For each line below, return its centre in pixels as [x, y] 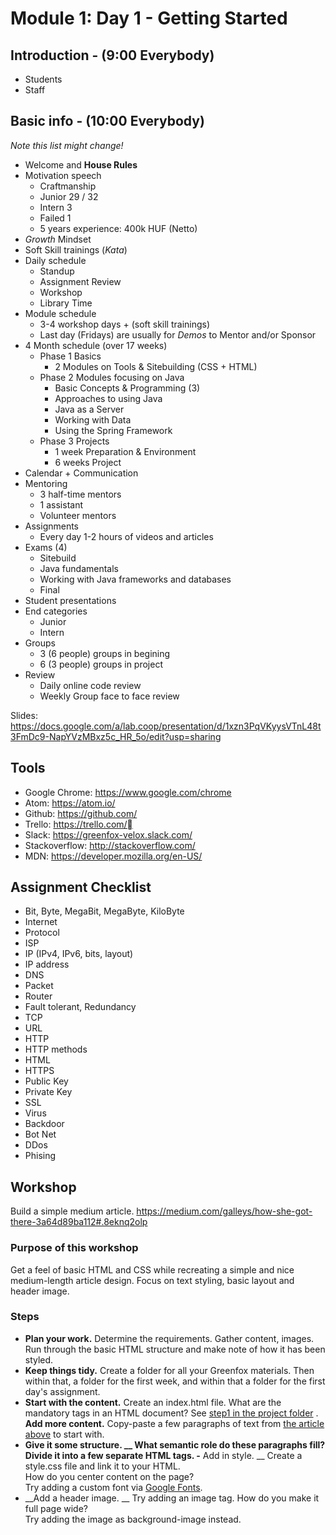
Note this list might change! [67, 145]
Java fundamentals [79, 568]
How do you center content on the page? [109, 1476]
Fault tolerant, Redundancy [80, 1007]
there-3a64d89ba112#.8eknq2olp [79, 1222]
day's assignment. [62, 1391]
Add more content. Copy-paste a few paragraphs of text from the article [174, 1423]
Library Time [66, 303]
